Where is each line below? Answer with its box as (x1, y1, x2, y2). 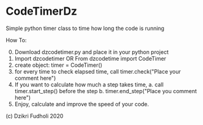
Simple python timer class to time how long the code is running (6, 25, 164, 32)
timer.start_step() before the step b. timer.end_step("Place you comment (14, 87, 197, 94)
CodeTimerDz (6, 4, 78, 18)
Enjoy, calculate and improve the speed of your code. (14, 100, 149, 108)
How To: (6, 36, 27, 44)
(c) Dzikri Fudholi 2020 (6, 112, 64, 119)
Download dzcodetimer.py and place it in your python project (14, 48, 169, 56)
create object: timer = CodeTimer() (14, 61, 103, 69)
